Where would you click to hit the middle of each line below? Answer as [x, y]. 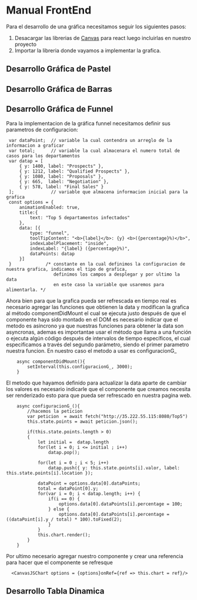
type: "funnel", [49, 233]
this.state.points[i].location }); [50, 473]
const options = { [31, 202]
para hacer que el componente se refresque [59, 562]
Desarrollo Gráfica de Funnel [60, 109]
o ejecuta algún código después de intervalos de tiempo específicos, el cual [98, 338]
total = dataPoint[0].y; [68, 488]
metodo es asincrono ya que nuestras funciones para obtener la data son [95, 326]
